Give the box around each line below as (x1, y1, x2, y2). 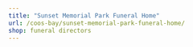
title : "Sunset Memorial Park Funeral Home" (8, 11, 160, 20)
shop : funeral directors (8, 26, 92, 34)
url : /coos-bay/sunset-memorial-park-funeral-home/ (8, 19, 185, 27)
